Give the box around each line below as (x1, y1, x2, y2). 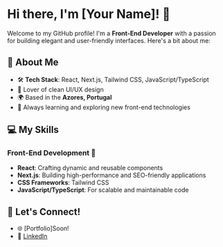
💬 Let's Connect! (7, 205, 81, 217)
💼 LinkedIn (17, 232, 48, 241)
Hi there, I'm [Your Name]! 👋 (7, 6, 171, 22)
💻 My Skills (7, 124, 59, 136)
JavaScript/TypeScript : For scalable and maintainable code (17, 186, 189, 194)
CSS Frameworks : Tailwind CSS (17, 179, 109, 187)
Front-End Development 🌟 (7, 148, 96, 158)
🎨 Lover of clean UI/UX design (17, 85, 104, 93)
